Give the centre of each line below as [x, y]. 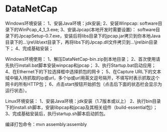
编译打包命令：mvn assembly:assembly [46, 124]
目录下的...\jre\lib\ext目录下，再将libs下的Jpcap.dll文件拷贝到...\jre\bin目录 [81, 42]
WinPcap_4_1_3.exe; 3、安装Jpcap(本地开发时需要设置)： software [87, 29]
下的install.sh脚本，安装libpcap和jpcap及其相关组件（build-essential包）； [81, 107]
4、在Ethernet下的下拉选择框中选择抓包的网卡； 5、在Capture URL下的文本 [83, 71]
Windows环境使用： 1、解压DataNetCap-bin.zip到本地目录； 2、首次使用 [80, 59]
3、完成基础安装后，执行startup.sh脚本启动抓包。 [57, 113]
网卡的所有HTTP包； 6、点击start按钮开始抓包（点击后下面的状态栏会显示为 [84, 84]
